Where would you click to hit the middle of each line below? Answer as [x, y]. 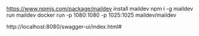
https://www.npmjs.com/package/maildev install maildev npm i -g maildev [100, 9]
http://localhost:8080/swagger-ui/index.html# [64, 27]
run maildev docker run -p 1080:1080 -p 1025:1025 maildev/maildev [91, 15]
